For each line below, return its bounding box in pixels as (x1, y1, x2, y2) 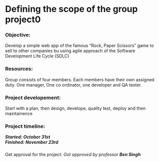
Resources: (5, 65, 33, 72)
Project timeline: (5, 123, 45, 130)
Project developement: (5, 94, 61, 101)
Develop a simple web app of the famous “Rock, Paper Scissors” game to (5, 43, 154, 49)
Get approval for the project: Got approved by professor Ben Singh (5, 152, 141, 158)
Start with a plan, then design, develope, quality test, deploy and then (5, 105, 146, 111)
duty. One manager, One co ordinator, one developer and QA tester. (5, 82, 142, 88)
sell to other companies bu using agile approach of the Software (5, 48, 135, 54)
